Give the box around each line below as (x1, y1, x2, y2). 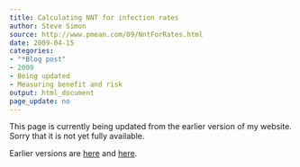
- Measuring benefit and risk (9, 80, 123, 89)
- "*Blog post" (9, 55, 67, 64)
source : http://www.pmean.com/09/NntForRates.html (9, 30, 204, 39)
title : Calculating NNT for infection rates (9, 13, 179, 22)
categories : (9, 47, 54, 56)
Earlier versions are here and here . (9, 148, 138, 159)
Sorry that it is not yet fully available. (9, 131, 145, 142)
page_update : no (9, 96, 70, 106)
